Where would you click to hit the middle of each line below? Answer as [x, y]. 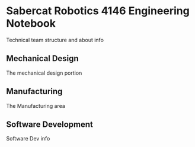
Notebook [31, 23]
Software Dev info [28, 139]
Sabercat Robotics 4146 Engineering [98, 11]
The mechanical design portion [44, 73]
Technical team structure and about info [55, 40]
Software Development [50, 124]
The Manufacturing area [36, 106]
